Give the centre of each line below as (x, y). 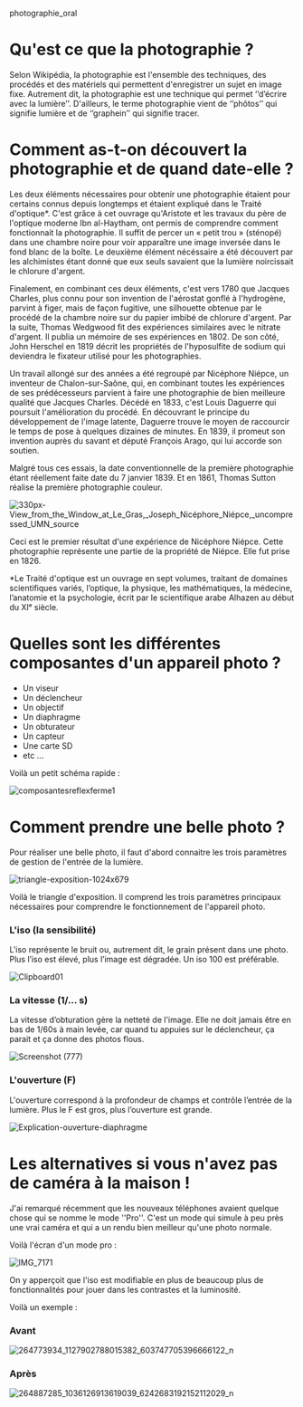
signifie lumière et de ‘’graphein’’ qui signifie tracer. (104, 113)
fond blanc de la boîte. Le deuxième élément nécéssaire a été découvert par (151, 252)
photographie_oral (43, 13)
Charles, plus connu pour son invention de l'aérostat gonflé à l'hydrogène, (148, 298)
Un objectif (43, 707)
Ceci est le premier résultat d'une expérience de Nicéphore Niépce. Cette (147, 541)
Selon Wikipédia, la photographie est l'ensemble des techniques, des (138, 74)
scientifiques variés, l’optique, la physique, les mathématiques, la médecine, (151, 588)
